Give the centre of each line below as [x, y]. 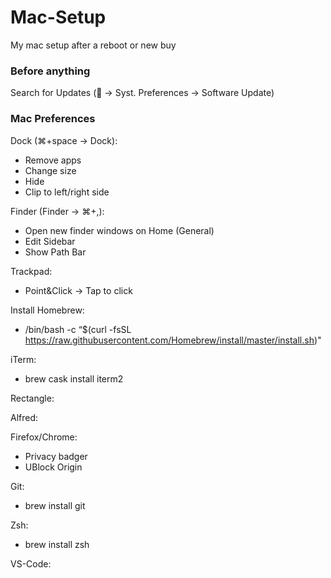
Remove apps [53, 160]
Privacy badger [56, 456]
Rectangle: [32, 398]
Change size [50, 170]
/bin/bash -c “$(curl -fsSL [78, 329]
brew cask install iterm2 [74, 378]
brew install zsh [57, 544]
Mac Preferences [53, 119]
